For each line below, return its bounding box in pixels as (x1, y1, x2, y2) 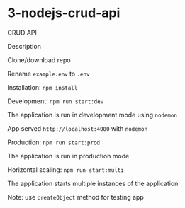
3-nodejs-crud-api (7, 5, 120, 21)
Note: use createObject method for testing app (7, 192, 144, 201)
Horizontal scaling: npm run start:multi (7, 165, 124, 174)
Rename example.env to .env (7, 69, 90, 78)
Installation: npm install (7, 83, 78, 91)
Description (7, 42, 41, 50)
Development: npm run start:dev (7, 97, 104, 105)
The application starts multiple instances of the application (7, 179, 179, 187)
